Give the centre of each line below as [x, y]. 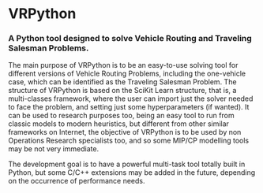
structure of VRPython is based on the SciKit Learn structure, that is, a [122, 91]
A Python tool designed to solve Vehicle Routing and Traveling [130, 39]
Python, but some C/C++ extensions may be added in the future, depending [132, 173]
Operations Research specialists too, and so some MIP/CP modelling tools [129, 141]
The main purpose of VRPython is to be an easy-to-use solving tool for [123, 65]
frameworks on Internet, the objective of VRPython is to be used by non [125, 132]
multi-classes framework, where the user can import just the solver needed [131, 98]
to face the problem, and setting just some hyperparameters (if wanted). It [129, 107]
